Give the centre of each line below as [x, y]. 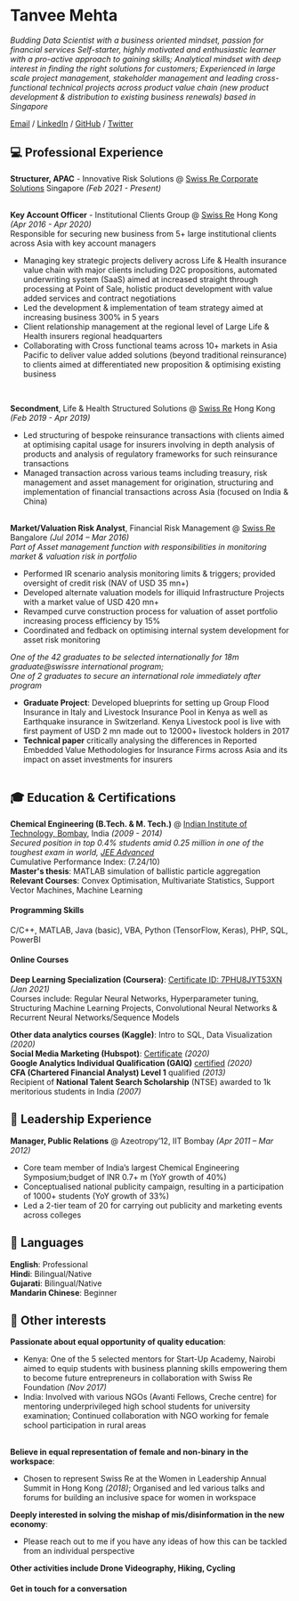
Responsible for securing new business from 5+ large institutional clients [143, 233]
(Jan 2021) [30, 989]
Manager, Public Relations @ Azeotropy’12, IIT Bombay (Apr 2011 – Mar [142, 1141]
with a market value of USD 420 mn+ [91, 602]
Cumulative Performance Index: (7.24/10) [85, 861]
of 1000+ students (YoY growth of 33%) [96, 1196]
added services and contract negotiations [100, 298]
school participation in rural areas [85, 1426]
